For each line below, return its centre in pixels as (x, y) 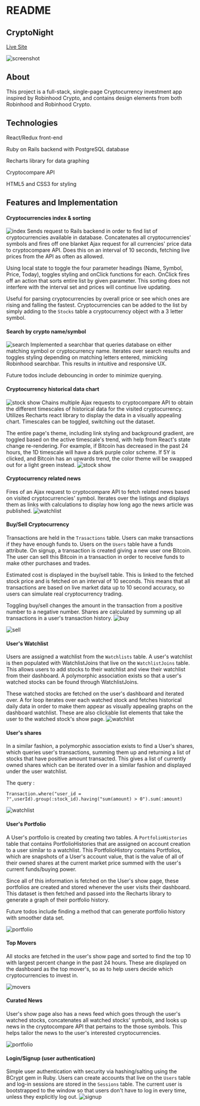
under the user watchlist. (37, 771)
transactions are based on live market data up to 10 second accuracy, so (96, 588)
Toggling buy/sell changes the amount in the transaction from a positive (94, 606)
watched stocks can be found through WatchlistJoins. (73, 682)
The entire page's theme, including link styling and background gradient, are (100, 433)
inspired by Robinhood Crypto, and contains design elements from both (94, 98)
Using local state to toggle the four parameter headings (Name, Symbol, (95, 268)
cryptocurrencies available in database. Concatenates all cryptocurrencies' (99, 237)
